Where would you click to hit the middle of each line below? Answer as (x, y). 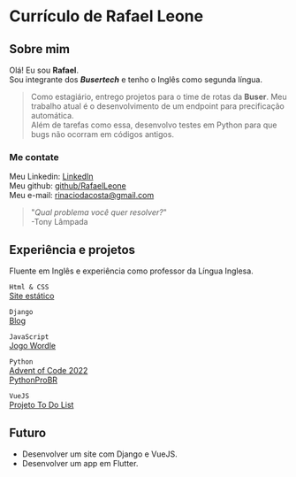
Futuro (28, 432)
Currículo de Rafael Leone (106, 16)
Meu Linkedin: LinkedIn (52, 177)
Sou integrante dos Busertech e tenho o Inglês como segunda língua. (136, 80)
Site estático (32, 296)
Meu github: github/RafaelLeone (68, 186)
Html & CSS (29, 288)
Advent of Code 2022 (49, 371)
